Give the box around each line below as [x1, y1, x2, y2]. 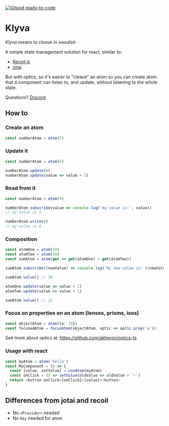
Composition [5, 236, 38, 243]
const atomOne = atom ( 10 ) [5, 247, 59, 252]
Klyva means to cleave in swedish [5, 39, 76, 45]
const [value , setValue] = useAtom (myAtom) [10, 368, 102, 374]
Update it [5, 147, 28, 154]
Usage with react [5, 347, 48, 354]
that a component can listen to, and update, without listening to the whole [5, 79, 157, 85]
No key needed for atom [12, 415, 63, 421]
